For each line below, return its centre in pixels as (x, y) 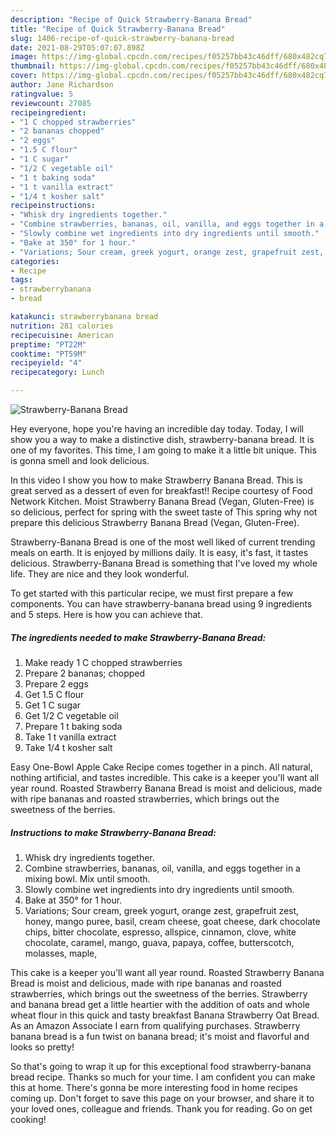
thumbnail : (33, 66)
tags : (21, 280)
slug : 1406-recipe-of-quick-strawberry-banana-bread (122, 38)
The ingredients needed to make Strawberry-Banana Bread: (138, 637)
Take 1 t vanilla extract (70, 737)
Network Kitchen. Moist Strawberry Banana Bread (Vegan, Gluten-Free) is (162, 501)
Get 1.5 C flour (54, 694)
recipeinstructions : (53, 206)
